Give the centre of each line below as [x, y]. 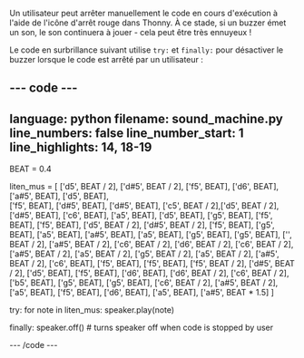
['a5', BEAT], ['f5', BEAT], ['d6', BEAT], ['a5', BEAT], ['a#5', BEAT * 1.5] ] [142, 293]
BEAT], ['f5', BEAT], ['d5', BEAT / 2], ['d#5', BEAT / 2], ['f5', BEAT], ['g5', [142, 225]
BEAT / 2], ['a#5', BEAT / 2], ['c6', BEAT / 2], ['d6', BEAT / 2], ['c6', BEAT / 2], [152, 245]
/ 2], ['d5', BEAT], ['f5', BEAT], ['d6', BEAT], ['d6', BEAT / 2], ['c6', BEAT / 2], [149, 273]
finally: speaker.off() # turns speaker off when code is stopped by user [142, 328]
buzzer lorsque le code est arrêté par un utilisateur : [107, 59]
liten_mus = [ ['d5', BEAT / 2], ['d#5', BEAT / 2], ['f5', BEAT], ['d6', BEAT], [144, 187]
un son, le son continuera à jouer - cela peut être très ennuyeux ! [131, 32]
